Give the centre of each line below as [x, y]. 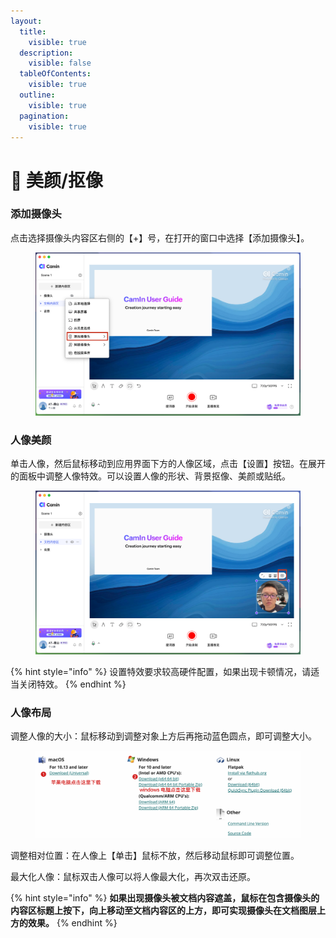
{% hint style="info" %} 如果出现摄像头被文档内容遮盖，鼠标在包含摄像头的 [165, 898]
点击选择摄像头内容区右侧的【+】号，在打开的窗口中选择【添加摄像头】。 [160, 237]
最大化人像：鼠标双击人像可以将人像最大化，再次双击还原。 [133, 877]
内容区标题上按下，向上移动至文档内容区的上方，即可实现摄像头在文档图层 [163, 911]
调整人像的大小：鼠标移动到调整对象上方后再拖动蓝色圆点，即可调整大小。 [163, 736]
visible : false [60, 63]
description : [46, 53]
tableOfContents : [55, 74]
